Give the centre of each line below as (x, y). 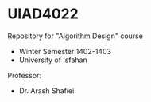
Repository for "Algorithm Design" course (75, 36)
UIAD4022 (43, 14)
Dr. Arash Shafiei (46, 90)
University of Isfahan (53, 60)
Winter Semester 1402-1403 (65, 51)
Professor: (24, 75)
